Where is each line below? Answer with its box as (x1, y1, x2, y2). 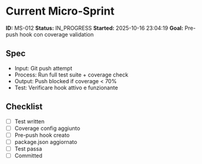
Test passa (14, 145, 43, 152)
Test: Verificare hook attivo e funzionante (14, 84, 118, 91)
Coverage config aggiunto (14, 125, 80, 132)
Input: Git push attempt (14, 64, 72, 72)
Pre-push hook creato (14, 131, 70, 138)
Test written (14, 117, 45, 125)
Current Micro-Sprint (5, 4, 115, 18)
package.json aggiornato (14, 138, 77, 145)
